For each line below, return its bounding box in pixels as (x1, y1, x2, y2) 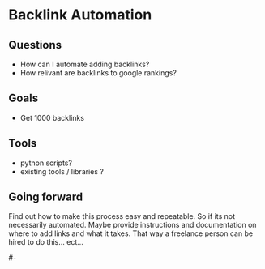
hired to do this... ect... (8, 237, 83, 247)
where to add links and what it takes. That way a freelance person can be (8, 228, 254, 238)
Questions (8, 38, 62, 52)
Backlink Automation (8, 6, 152, 24)
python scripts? (19, 158, 73, 168)
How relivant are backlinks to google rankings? (19, 68, 177, 78)
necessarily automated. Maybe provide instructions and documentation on (8, 220, 257, 230)
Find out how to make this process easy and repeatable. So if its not (8, 211, 236, 221)
